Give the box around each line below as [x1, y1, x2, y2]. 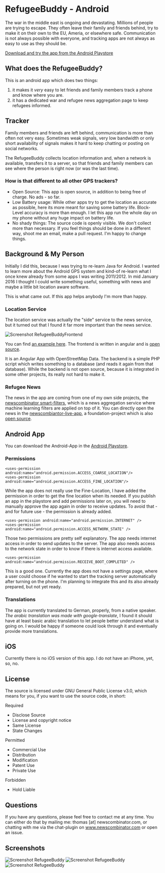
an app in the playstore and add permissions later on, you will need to [5, 498, 146, 504]
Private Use [12, 767, 36, 774]
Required [5, 703, 24, 709]
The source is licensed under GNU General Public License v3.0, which [5, 688, 147, 694]
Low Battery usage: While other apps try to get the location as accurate [12, 199, 157, 205]
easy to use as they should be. [5, 40, 67, 46]
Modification [12, 757, 38, 763]
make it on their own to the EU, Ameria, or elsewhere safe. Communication [5, 30, 156, 36]
